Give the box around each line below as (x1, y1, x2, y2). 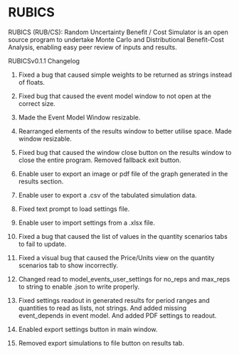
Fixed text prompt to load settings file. (18, 204, 130, 213)
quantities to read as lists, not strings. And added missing (18, 304, 187, 312)
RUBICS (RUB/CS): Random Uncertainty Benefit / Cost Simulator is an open (8, 28, 228, 36)
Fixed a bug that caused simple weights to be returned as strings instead (18, 70, 233, 79)
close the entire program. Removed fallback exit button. (18, 156, 181, 164)
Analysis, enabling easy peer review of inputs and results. (8, 43, 177, 51)
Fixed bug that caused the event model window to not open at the (18, 92, 212, 100)
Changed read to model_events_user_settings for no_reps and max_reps (18, 274, 230, 283)
